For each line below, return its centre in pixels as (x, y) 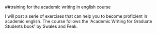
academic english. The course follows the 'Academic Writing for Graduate (79, 21)
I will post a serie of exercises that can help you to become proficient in (76, 16)
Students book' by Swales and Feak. (41, 26)
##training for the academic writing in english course (58, 7)
